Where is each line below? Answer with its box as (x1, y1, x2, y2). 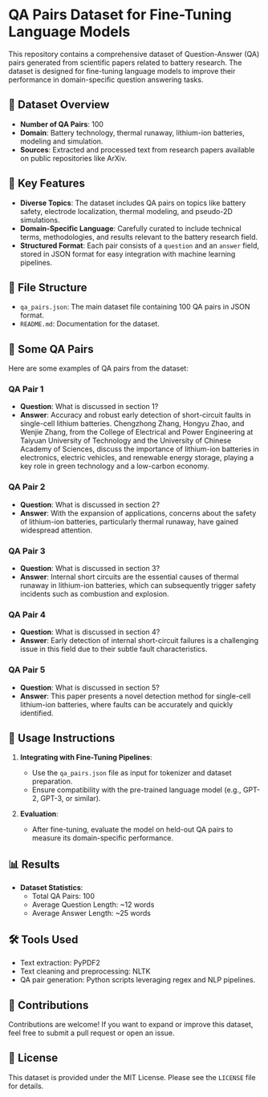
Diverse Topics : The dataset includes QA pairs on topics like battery (19, 198, 246, 208)
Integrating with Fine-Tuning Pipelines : (19, 752, 152, 763)
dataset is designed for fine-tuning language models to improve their (8, 66, 236, 75)
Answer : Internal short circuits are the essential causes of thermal (19, 572, 239, 582)
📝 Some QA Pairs (8, 342, 94, 356)
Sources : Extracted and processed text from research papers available (19, 144, 255, 154)
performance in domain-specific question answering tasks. (8, 75, 204, 84)
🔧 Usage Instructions (8, 731, 116, 745)
